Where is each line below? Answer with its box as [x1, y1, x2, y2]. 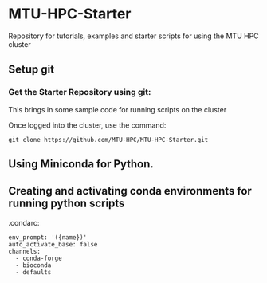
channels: [8, 247, 41, 255]
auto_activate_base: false [8, 240, 98, 248]
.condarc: [8, 218, 40, 227]
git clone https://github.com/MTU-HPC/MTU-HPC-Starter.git [8, 136, 209, 143]
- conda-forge [15, 254, 62, 262]
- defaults [15, 268, 52, 276]
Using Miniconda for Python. [8, 157, 154, 171]
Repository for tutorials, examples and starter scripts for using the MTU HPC [8, 31, 259, 41]
